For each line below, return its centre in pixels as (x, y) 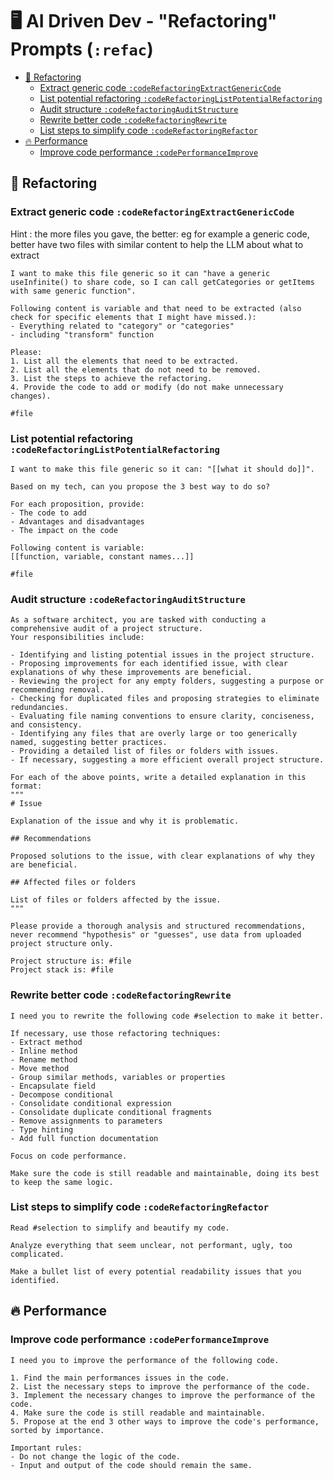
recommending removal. (57, 690)
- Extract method (46, 1042)
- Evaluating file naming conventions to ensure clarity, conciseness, (162, 716)
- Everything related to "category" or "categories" (122, 326)
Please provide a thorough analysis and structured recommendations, (158, 926)
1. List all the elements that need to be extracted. (125, 361)
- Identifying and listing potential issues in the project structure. (162, 655)
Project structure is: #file (71, 961)
